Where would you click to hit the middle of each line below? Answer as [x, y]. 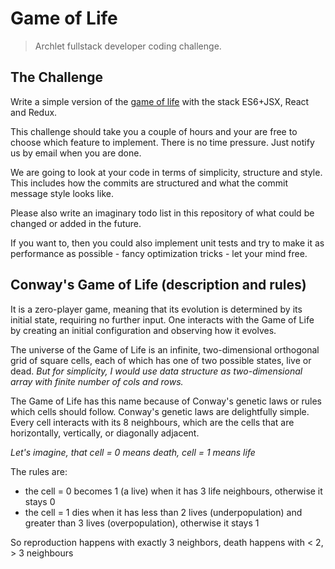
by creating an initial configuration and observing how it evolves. [143, 330]
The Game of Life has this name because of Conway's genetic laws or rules [166, 401]
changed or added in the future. [76, 223]
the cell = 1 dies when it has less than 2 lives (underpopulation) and [163, 512]
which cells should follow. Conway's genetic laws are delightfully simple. [160, 411]
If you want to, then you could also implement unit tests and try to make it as [167, 243]
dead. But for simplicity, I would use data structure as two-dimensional [156, 371]
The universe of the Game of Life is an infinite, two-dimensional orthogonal [165, 349]
